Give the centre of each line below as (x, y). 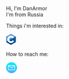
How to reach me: (27, 54)
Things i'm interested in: (35, 26)
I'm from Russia (25, 15)
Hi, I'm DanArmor (27, 8)
